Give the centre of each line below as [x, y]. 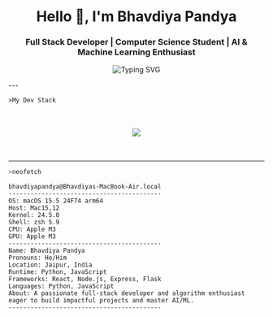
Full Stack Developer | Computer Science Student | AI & [136, 42]
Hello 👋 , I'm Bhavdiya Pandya [136, 17]
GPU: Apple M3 [32, 237]
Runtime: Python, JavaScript [58, 272]
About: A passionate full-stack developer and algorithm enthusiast [127, 293]
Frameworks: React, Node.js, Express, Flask [85, 280]
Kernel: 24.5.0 [34, 215]
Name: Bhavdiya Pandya [47, 251]
